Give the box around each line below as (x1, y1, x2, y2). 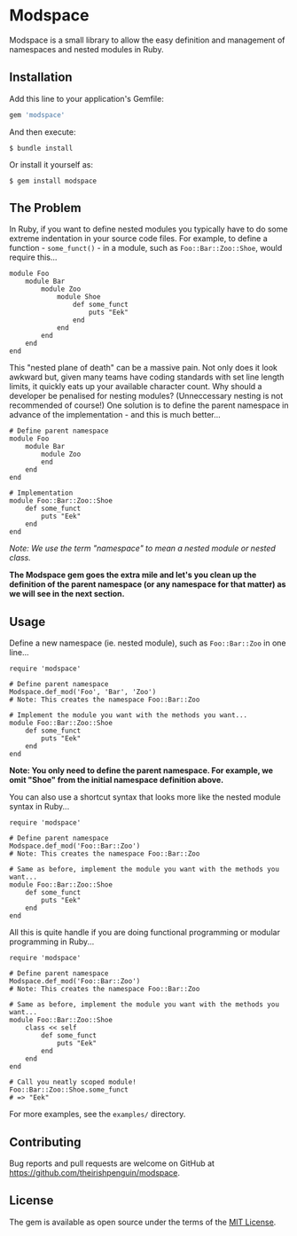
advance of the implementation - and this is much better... (9, 410, 222, 420)
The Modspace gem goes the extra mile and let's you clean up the (9, 569, 257, 581)
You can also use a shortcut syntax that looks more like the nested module (9, 792, 281, 802)
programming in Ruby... (9, 936, 95, 947)
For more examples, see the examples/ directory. (9, 1109, 186, 1120)
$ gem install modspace (9, 176, 98, 185)
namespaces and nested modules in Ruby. (9, 43, 164, 54)
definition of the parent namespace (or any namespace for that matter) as (9, 579, 286, 590)
